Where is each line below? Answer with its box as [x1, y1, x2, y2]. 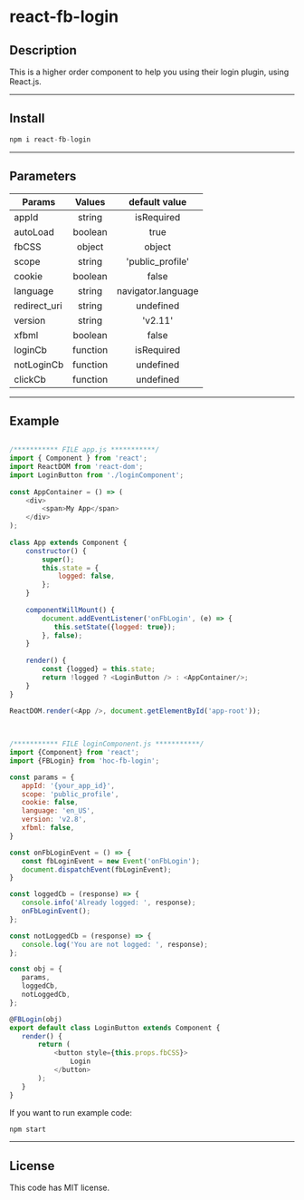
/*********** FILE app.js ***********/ [9, 445, 160, 454]
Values [75, 195, 106, 208]
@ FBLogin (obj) [9, 1014, 63, 1024]
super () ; [42, 555, 75, 564]
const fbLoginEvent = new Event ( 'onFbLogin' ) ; [21, 856, 201, 865]
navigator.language [116, 284, 199, 297]
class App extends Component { [9, 538, 128, 547]
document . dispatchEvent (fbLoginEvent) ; [21, 864, 172, 874]
